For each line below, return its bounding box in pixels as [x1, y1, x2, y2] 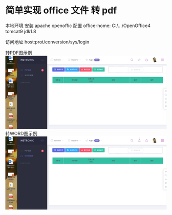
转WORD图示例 [5, 130, 37, 136]
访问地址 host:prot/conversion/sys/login [5, 39, 90, 45]
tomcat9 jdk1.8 [5, 28, 37, 34]
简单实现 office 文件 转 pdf [5, 5, 117, 16]
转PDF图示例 [5, 50, 32, 56]
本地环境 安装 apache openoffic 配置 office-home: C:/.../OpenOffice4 [5, 22, 151, 29]
